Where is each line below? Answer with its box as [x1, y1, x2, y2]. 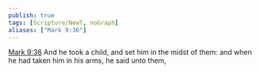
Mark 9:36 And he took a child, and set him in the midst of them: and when [8, 48, 252, 57]
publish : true [8, 11, 55, 20]
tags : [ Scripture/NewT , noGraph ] [8, 19, 119, 27]
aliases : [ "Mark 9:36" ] [8, 26, 87, 34]
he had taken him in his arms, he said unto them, [8, 56, 166, 65]
